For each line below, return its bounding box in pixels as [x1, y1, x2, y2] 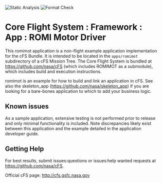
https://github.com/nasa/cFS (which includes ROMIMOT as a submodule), [5, 63, 153, 69]
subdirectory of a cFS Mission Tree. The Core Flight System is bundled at [5, 58, 152, 64]
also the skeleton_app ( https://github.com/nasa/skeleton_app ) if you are [5, 83, 149, 89]
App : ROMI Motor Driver [5, 32, 106, 43]
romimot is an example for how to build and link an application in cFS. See [5, 78, 153, 83]
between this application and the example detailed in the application [5, 125, 142, 131]
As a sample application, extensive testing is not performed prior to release [5, 115, 156, 121]
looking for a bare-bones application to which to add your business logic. [5, 88, 152, 94]
